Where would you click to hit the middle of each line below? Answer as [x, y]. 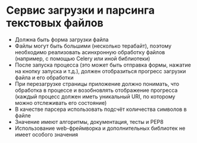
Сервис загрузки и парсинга [80, 10]
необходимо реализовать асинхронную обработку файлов [90, 52]
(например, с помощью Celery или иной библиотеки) [82, 58]
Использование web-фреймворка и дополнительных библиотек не [100, 128]
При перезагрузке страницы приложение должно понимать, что [97, 83]
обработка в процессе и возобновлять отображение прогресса [96, 90]
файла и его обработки [44, 77]
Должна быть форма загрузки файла [62, 39]
